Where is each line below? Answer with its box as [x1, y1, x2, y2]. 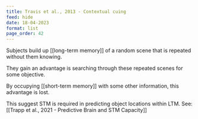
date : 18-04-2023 [6, 20, 49, 25]
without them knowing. [6, 53, 62, 60]
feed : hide [6, 14, 33, 20]
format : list [6, 25, 39, 31]
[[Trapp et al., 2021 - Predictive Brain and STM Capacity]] [6, 107, 147, 114]
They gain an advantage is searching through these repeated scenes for [6, 65, 183, 72]
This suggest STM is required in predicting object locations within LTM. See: [6, 100, 193, 107]
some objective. [6, 71, 46, 78]
